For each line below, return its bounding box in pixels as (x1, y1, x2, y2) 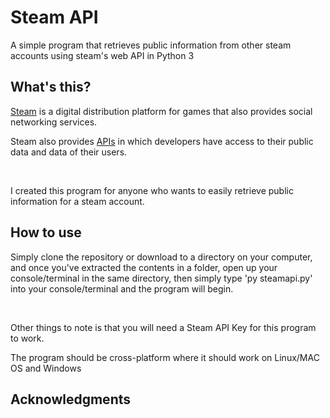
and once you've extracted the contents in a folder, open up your (10, 261, 278, 273)
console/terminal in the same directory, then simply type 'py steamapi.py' (10, 272, 313, 284)
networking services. (10, 116, 98, 128)
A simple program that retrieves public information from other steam (10, 39, 292, 51)
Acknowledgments (10, 391, 132, 408)
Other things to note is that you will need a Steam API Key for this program (10, 321, 317, 333)
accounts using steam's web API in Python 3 (10, 49, 195, 61)
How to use (10, 224, 82, 241)
